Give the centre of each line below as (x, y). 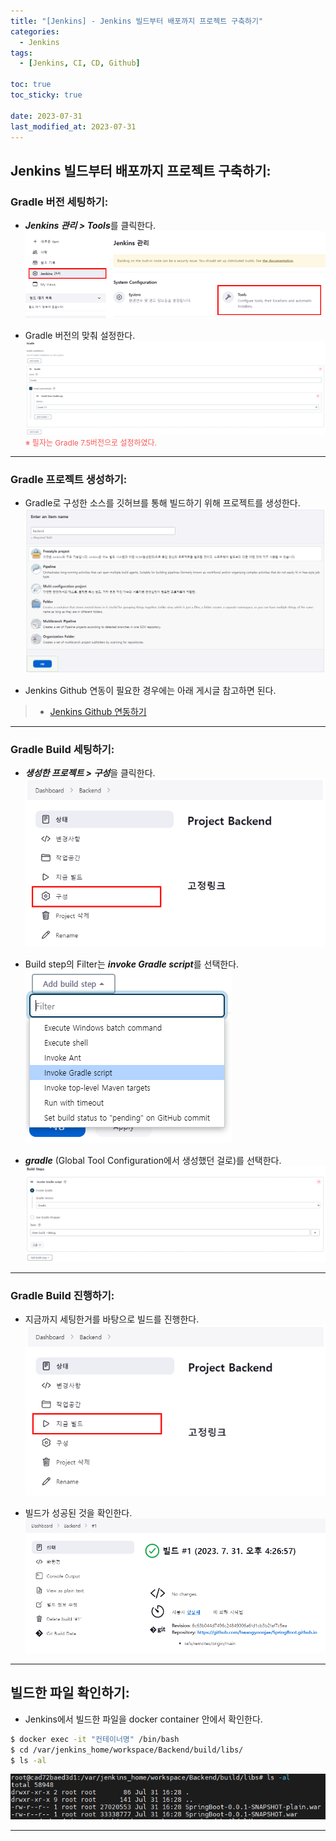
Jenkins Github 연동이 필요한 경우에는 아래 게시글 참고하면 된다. (150, 690)
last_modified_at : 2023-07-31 (73, 126)
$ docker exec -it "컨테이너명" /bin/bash (95, 1739)
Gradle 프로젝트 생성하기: (69, 479)
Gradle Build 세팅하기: (62, 749)
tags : (21, 53)
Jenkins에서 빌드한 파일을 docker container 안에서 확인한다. (143, 1719)
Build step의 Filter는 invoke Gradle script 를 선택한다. (132, 964)
